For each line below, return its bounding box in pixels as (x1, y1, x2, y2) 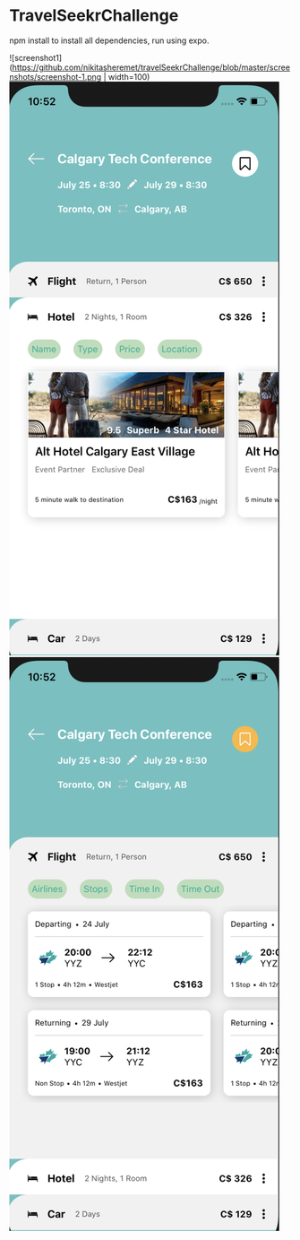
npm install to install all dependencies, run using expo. (9, 35, 210, 46)
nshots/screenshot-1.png (9, 71, 102, 82)
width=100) (107, 71, 150, 82)
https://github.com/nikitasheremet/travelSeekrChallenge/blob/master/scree (12, 62, 291, 73)
